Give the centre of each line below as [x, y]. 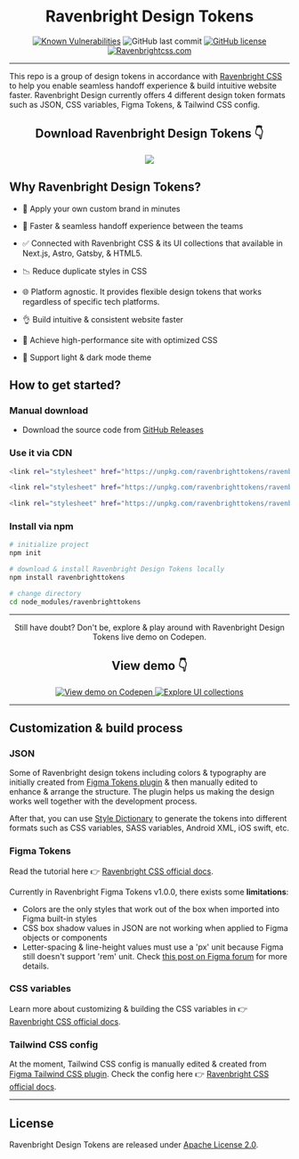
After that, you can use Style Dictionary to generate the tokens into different [148, 819]
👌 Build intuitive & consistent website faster [103, 319]
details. [36, 966]
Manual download [49, 410]
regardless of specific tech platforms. [91, 301]
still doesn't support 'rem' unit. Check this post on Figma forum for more [154, 956]
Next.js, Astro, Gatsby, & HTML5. [82, 253]
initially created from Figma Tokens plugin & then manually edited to [133, 782]
